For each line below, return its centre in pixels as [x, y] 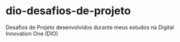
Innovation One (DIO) [32, 33]
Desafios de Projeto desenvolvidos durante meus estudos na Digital [90, 27]
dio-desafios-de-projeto [68, 11]
